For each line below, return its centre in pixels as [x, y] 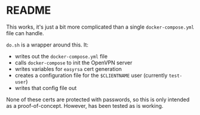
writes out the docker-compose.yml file [61, 56]
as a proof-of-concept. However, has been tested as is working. [85, 105]
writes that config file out [46, 88]
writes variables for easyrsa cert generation [68, 69]
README [29, 10]
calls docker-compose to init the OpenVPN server [73, 63]
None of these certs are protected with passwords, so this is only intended [98, 100]
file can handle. [25, 33]
